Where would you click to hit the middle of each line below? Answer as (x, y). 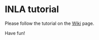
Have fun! (15, 33)
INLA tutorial (32, 9)
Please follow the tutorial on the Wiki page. (49, 23)
